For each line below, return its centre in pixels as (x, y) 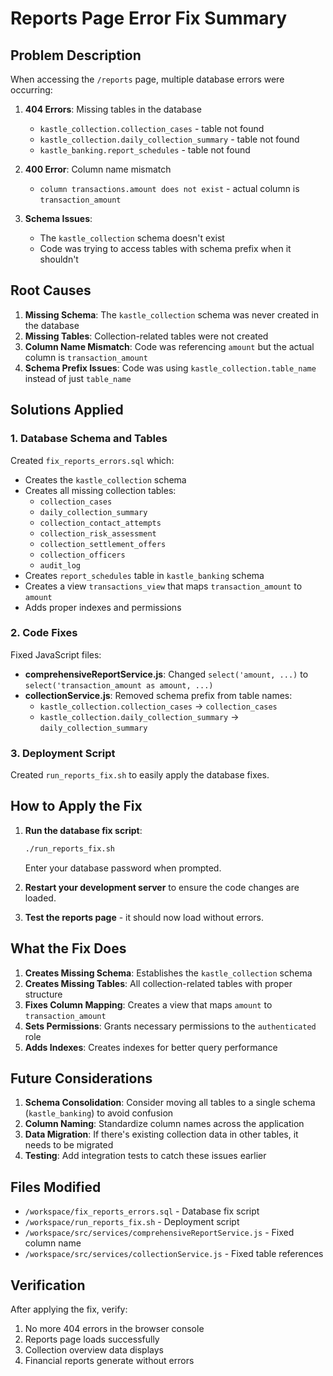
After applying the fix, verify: (69, 1309)
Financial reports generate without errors (109, 1361)
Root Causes (51, 290)
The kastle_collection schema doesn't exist (132, 238)
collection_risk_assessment (98, 533)
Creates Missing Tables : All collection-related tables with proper (158, 983)
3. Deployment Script (63, 753)
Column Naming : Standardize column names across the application (164, 1124)
